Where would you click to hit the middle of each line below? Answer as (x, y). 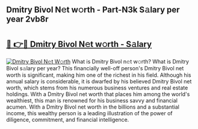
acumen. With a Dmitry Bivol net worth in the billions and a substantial (93, 107)
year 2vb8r (28, 19)
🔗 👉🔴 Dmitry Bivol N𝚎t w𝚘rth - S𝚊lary (79, 44)
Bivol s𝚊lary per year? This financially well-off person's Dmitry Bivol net (95, 68)
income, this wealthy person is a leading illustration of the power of (89, 113)
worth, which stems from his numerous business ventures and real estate (97, 88)
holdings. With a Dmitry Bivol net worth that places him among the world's (98, 94)
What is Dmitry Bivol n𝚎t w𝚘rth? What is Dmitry (131, 61)
